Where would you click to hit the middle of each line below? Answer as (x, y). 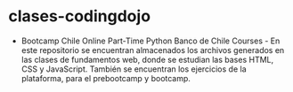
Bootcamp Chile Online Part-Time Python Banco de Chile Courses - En (151, 41)
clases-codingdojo (80, 16)
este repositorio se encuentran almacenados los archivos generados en (153, 50)
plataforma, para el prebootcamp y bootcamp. (106, 78)
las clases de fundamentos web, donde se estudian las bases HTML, (147, 59)
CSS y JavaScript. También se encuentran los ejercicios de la (134, 69)
